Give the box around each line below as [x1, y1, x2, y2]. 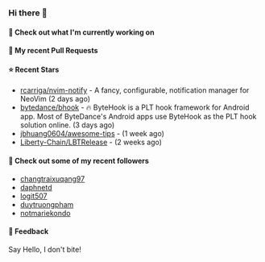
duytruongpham [19, 199, 74, 209]
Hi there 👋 [8, 7, 48, 19]
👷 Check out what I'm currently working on [8, 27, 155, 37]
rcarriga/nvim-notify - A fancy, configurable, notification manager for [19, 85, 250, 95]
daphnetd [19, 182, 52, 192]
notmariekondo [19, 208, 71, 218]
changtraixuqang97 [19, 173, 85, 184]
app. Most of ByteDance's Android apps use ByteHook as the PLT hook [19, 112, 257, 122]
